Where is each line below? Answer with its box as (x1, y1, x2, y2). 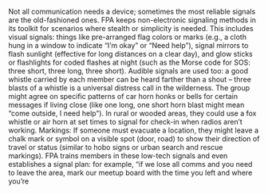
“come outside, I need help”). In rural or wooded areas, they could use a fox (8, 109, 257, 118)
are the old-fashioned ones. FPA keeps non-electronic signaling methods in (8, 15, 257, 25)
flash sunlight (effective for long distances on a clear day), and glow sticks (8, 49, 253, 58)
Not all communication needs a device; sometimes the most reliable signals (8, 7, 256, 16)
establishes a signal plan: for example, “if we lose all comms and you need (8, 160, 253, 168)
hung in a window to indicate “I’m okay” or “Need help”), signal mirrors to (8, 41, 249, 50)
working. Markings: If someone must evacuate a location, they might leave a (8, 125, 259, 135)
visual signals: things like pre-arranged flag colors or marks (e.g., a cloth (8, 32, 247, 42)
